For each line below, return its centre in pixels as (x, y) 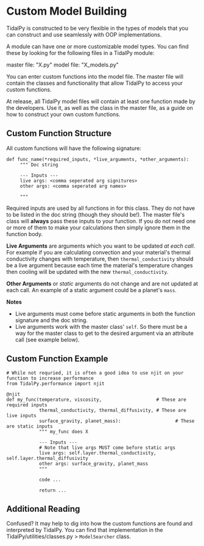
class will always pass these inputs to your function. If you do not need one (101, 221)
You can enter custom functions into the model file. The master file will (95, 76)
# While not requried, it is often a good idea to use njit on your (95, 373)
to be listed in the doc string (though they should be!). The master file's (96, 214)
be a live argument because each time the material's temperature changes (100, 265)
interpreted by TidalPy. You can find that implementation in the (85, 530)
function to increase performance (50, 378)
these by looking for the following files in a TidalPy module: (80, 52)
